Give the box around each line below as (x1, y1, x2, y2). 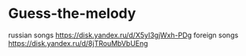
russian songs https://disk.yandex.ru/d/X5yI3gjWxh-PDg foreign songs (8, 30, 239, 40)
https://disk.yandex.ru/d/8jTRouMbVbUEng (8, 38, 148, 47)
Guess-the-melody (8, 5, 136, 23)
